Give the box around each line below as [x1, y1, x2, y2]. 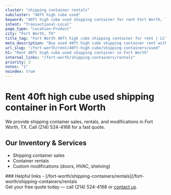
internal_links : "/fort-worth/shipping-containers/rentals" [5, 54, 136, 60]
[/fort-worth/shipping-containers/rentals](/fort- [45, 173, 144, 179]
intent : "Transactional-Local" [5, 21, 72, 27]
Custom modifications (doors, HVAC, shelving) [12, 163, 110, 169]
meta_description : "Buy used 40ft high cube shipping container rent [5, 41, 156, 46]
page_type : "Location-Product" [5, 26, 72, 32]
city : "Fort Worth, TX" [5, 31, 56, 36]
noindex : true [5, 69, 36, 74]
